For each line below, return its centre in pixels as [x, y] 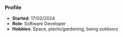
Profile [13, 7]
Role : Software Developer [39, 23]
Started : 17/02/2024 [33, 18]
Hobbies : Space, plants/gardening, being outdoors [65, 29]
